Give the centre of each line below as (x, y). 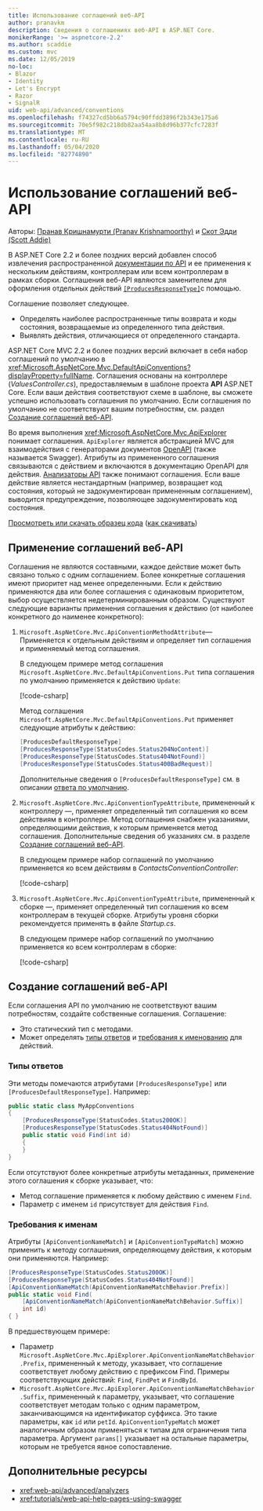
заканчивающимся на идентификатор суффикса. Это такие (118, 1414)
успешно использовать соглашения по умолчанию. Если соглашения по (130, 401)
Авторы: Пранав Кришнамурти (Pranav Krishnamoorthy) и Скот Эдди (122, 232)
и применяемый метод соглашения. (80, 648)
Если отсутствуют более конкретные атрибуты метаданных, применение (131, 1172)
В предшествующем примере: (59, 1331)
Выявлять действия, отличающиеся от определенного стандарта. (130, 335)
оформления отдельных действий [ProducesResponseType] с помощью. (125, 288)
